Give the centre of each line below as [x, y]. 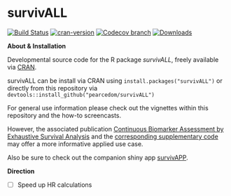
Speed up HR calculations [55, 185]
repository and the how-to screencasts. [64, 115]
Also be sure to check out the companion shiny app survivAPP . [98, 157]
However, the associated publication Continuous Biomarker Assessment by [115, 129]
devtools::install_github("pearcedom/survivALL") [81, 95]
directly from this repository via [52, 88]
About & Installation [37, 46]
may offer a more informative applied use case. [75, 144]
